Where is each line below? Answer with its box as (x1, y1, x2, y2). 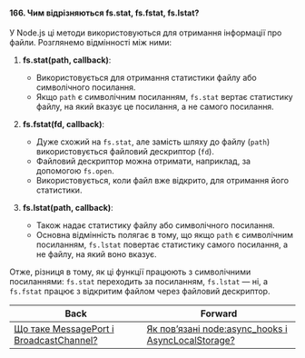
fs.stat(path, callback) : (22, 55, 112, 65)
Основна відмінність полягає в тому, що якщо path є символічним (35, 230, 293, 241)
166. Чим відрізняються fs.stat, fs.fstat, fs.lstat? (9, 7, 200, 18)
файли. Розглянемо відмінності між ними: (9, 37, 172, 48)
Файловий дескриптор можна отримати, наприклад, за (35, 155, 251, 167)
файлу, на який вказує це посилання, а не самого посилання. (35, 101, 274, 113)
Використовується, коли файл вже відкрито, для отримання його (35, 175, 289, 186)
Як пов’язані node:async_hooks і (146, 323, 288, 335)
